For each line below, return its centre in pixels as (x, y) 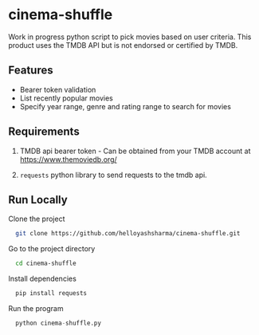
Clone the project (37, 219)
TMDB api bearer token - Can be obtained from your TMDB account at (135, 151)
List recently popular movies (66, 98)
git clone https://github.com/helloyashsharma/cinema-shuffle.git (128, 234)
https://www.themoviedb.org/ (68, 159)
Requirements (44, 132)
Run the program (36, 308)
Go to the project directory (52, 249)
